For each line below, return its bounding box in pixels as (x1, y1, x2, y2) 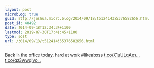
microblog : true (5, 12, 38, 17)
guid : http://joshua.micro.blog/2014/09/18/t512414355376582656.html (5, 16, 150, 21)
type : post (5, 34, 27, 39)
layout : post (5, 7, 32, 12)
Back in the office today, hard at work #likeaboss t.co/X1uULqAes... (5, 52, 140, 58)
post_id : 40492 (5, 20, 36, 26)
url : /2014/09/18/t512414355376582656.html (5, 39, 95, 44)
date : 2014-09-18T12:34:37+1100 (5, 25, 71, 30)
